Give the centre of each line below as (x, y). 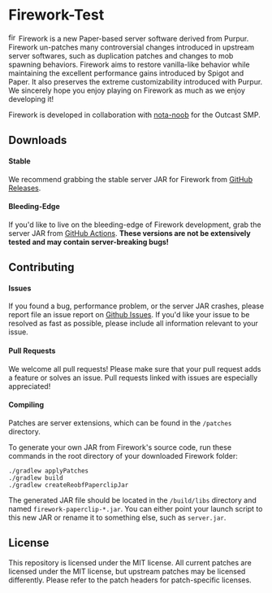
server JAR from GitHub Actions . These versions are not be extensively (130, 233)
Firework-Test (56, 15)
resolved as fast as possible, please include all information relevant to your (133, 324)
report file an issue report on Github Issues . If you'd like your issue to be (129, 315)
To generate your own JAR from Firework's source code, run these (120, 447)
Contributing (41, 267)
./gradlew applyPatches (49, 471)
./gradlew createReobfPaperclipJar (69, 485)
